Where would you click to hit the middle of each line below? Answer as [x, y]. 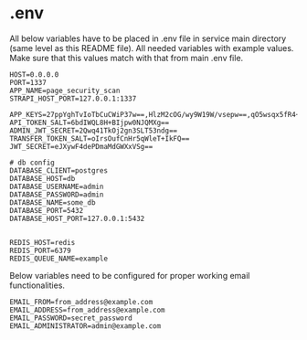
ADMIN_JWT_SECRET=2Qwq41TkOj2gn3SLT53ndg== [94, 131]
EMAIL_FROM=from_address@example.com [81, 302]
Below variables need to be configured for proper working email [130, 275]
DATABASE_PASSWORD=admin [57, 195]
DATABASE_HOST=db [42, 178]
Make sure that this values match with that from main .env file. [127, 58]
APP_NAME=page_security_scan [65, 90]
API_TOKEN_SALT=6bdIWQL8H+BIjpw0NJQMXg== [90, 122]
